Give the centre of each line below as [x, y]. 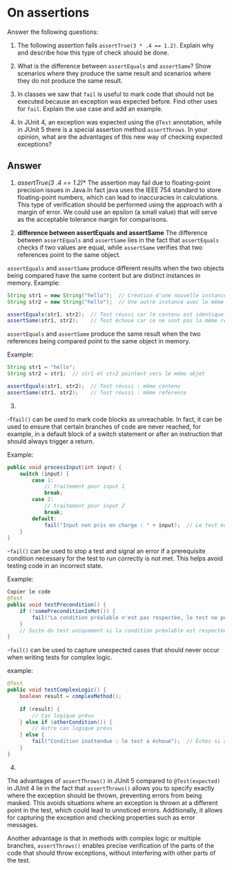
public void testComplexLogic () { [57, 690]
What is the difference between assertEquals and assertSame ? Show [114, 66]
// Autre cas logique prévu [72, 728]
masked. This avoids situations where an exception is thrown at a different [113, 802]
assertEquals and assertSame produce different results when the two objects [116, 268]
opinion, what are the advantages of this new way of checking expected [120, 137]
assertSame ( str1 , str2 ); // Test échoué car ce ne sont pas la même [112, 321]
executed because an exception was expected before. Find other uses [117, 101]
